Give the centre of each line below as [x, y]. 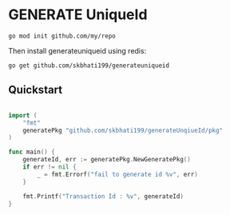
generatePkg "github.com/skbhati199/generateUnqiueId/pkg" [123, 130]
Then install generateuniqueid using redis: [77, 50]
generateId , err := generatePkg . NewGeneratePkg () [107, 160]
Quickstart [36, 90]
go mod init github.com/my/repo [62, 36]
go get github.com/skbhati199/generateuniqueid [89, 66]
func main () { [32, 152]
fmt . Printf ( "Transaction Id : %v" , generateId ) [103, 196]
